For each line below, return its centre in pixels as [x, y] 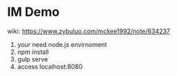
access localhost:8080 [50, 66]
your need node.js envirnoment [62, 44]
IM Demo [34, 12]
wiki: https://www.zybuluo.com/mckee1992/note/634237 [89, 31]
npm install [33, 52]
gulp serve [33, 59]
